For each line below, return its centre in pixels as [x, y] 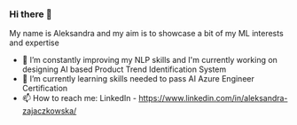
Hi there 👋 [31, 14]
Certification [45, 89]
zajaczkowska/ [49, 111]
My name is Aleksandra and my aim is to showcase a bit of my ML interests [146, 34]
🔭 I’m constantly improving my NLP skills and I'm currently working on [149, 60]
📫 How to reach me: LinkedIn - [79, 98]
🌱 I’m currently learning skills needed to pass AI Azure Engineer [138, 79]
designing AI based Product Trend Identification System [124, 69]
